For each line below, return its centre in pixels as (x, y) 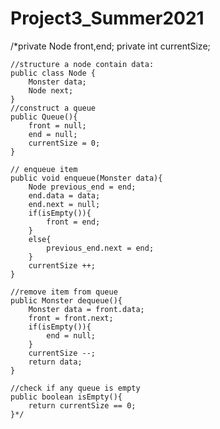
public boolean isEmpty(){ (66, 397)
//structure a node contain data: (82, 64)
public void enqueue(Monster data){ (86, 178)
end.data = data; (64, 195)
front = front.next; (71, 318)
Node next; (51, 90)
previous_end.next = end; (100, 248)
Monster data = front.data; (86, 309)
